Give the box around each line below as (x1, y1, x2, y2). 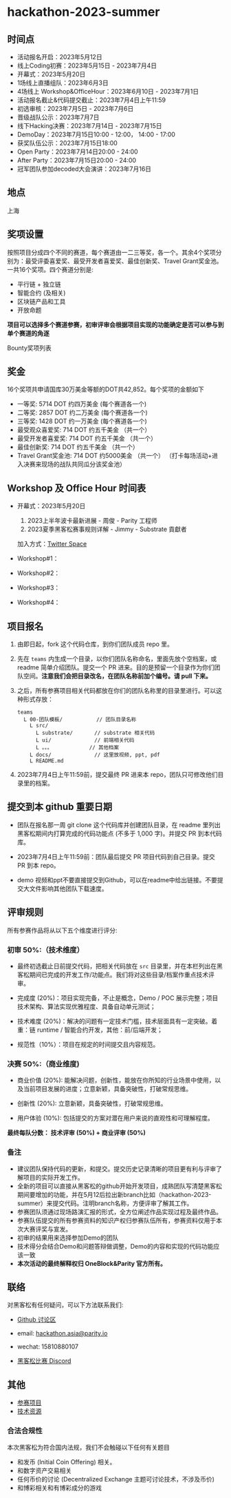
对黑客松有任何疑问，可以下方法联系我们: (7, 1301, 124, 1309)
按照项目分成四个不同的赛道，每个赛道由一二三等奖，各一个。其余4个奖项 (7, 248, 217, 256)
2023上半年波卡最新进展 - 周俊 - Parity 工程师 (27, 517, 158, 525)
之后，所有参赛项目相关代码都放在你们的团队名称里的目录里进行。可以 (16, 687, 217, 695)
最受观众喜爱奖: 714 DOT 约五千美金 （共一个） (16, 426, 151, 434)
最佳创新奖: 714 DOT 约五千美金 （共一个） (16, 443, 139, 451)
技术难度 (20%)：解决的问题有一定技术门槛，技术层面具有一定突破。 (16, 1017, 212, 1025)
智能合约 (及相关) (16, 289, 66, 297)
